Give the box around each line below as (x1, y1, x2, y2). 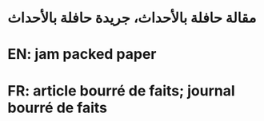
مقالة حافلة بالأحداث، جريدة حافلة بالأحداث (7, 9, 257, 27)
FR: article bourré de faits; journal (7, 81, 235, 100)
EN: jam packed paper (7, 45, 157, 64)
